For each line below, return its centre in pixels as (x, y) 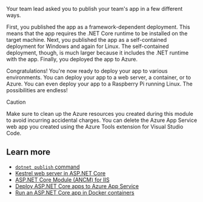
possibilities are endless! (37, 90)
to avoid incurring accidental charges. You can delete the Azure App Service (102, 120)
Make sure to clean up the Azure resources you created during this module (100, 114)
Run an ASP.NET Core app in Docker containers (75, 192)
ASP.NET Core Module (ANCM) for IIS (62, 180)
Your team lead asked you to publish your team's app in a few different (95, 9)
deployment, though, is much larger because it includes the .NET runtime (98, 53)
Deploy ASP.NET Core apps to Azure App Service (77, 186)
